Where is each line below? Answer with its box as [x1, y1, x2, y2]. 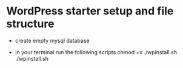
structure [6, 17, 55, 31]
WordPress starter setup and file [6, 4, 174, 18]
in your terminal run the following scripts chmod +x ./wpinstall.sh [15, 48, 178, 55]
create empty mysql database [15, 37, 90, 44]
